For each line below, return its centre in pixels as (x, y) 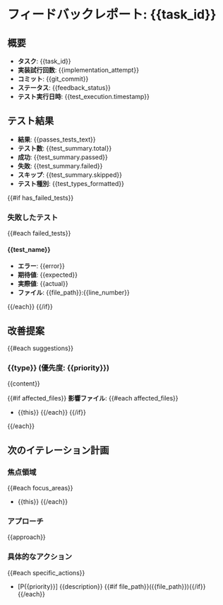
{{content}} (24, 384)
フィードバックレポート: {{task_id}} (112, 15)
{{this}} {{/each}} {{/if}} (52, 413)
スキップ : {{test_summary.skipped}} (70, 175)
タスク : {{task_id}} (44, 61)
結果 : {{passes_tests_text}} (56, 139)
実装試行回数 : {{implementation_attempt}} (78, 70)
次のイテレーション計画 (58, 450)
